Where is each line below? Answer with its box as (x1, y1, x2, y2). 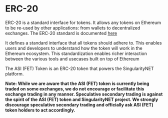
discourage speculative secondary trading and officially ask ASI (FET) (5, 101, 153, 107)
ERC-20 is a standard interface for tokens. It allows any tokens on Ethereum (5, 19, 161, 25)
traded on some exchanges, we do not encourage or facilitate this (5, 85, 144, 91)
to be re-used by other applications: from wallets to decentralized (5, 24, 140, 30)
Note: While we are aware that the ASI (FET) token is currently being (5, 80, 149, 86)
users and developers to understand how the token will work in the (5, 45, 142, 51)
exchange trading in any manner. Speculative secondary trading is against (5, 91, 163, 97)
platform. (5, 70, 24, 76)
